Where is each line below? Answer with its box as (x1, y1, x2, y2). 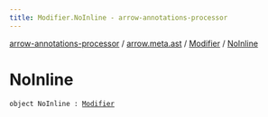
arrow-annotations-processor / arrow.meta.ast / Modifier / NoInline (9, 38, 259, 49)
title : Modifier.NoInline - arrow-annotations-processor (9, 13, 228, 22)
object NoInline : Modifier (9, 99, 116, 108)
